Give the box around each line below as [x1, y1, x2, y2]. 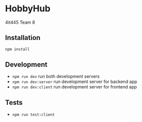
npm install [5, 46, 30, 52]
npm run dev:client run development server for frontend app [12, 84, 137, 90]
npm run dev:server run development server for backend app [12, 79, 138, 84]
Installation [5, 34, 41, 42]
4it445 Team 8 [5, 19, 36, 25]
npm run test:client [12, 112, 55, 118]
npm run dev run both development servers [12, 74, 100, 80]
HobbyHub [5, 3, 50, 14]
